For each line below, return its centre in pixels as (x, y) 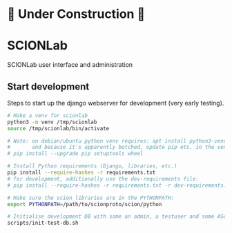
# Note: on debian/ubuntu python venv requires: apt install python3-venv (117, 141)
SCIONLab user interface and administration (70, 65)
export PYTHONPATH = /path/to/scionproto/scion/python (85, 204)
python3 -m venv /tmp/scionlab (52, 122)
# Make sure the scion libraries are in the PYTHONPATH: (91, 198)
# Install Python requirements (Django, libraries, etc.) (92, 166)
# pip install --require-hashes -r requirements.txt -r (89, 185)
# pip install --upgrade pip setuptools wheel (75, 154)
